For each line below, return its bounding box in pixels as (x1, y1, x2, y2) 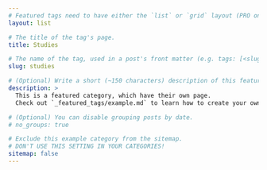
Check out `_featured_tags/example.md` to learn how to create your (15, 99, 247, 107)
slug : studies (8, 63, 56, 71)
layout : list (8, 19, 52, 27)
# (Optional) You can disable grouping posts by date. (8, 113, 194, 122)
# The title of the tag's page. (8, 33, 115, 41)
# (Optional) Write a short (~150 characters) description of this (8, 77, 237, 85)
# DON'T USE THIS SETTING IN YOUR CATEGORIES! (8, 142, 165, 151)
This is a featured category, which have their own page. (15, 91, 212, 99)
